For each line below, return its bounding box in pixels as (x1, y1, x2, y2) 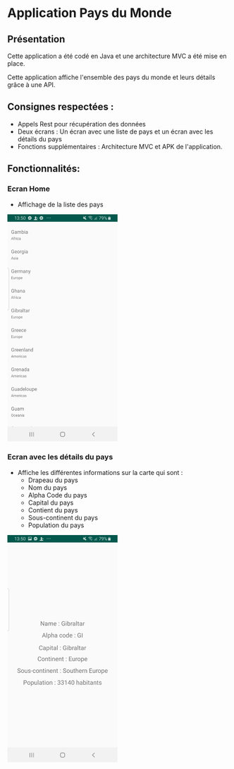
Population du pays (27, 521, 85, 529)
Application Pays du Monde (7, 5, 172, 21)
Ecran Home (7, 184, 51, 194)
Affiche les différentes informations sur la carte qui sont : (17, 468, 183, 476)
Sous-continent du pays (27, 513, 99, 522)
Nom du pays (27, 483, 68, 492)
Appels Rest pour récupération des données (17, 119, 147, 128)
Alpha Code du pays (27, 491, 87, 499)
